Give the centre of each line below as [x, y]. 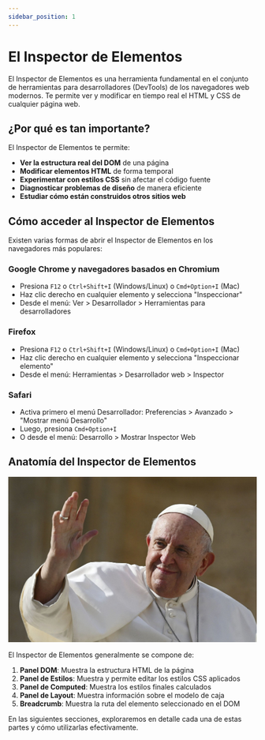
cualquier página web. [44, 103]
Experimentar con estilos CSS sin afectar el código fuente [115, 180]
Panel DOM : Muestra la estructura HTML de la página [107, 671]
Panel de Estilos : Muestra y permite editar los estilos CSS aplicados [130, 678]
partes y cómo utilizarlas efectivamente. [73, 727]
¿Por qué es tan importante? [79, 128]
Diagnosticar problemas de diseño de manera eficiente [111, 188]
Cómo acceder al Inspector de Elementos [112, 221]
